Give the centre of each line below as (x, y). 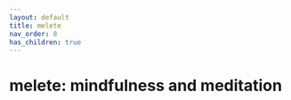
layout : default (39, 17)
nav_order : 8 (33, 34)
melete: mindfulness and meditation (146, 86)
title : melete (36, 26)
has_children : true (45, 42)
